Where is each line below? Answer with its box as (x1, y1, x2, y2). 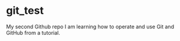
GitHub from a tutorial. (6, 29, 61, 36)
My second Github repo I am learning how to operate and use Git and (6, 23, 174, 30)
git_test (6, 4, 44, 17)
